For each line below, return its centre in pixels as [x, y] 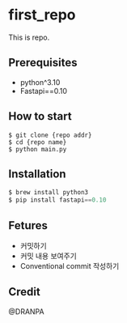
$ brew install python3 [49, 193]
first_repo [42, 15]
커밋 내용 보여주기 [48, 256]
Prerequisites [43, 63]
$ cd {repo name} [38, 142]
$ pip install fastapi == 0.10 [57, 200]
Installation [37, 174]
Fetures [28, 225]
